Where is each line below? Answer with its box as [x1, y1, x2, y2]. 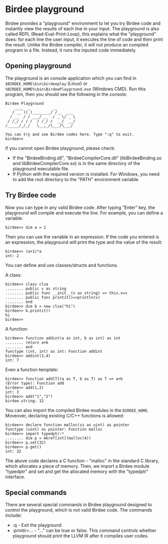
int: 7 [5, 357, 19, 363]
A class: [5, 271, 22, 278]
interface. [5, 473, 25, 480]
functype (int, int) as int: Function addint [5, 349, 102, 354]
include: [5, 512, 22, 518]
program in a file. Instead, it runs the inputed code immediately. [5, 47, 137, 53]
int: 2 [5, 253, 19, 258]
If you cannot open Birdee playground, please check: [5, 145, 116, 151]
